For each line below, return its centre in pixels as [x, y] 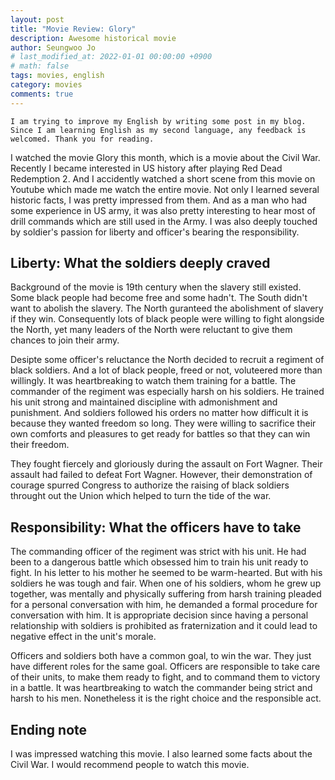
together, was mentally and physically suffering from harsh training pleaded [166, 594]
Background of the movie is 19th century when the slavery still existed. [156, 287]
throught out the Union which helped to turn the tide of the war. [141, 496]
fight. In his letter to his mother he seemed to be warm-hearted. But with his [166, 573]
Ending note [49, 729]
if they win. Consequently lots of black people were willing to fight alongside [167, 319]
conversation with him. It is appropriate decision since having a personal [159, 615]
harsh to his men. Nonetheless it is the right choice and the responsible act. [166, 698]
